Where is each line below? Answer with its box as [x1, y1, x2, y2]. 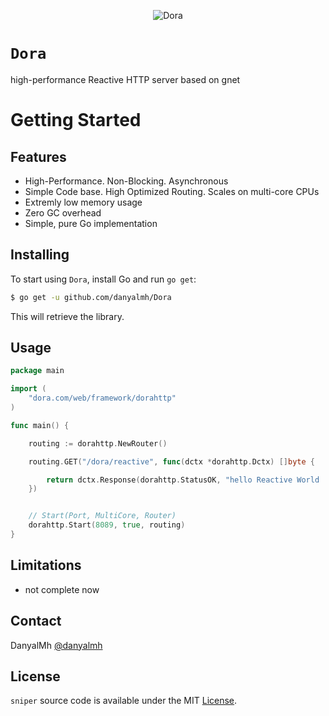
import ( [10, 384, 47, 394]
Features [10, 148, 67, 165]
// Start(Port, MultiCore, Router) [28, 511, 177, 521]
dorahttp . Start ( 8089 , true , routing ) [28, 520, 186, 530]
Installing [10, 246, 70, 264]
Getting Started [10, 109, 142, 132]
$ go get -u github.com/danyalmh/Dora [10, 292, 172, 302]
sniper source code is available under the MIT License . [10, 695, 238, 707]
